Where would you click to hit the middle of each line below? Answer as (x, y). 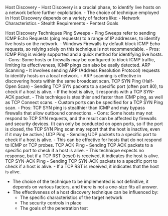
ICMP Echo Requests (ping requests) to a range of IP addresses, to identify (83, 38)
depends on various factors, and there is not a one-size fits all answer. (85, 187)
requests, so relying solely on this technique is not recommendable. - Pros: (83, 49)
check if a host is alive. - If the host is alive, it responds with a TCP (74, 92)
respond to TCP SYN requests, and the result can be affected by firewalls (81, 118)
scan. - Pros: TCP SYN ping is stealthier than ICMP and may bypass (75, 108)
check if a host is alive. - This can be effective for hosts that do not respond (83, 140)
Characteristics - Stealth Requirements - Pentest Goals (62, 23)
